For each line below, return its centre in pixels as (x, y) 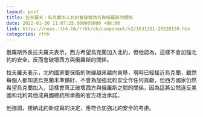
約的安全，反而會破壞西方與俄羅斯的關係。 (59, 60)
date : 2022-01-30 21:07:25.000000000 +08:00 (63, 23)
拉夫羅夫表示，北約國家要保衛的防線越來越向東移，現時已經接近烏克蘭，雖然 (101, 72)
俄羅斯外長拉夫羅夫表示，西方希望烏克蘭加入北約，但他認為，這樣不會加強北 (101, 52)
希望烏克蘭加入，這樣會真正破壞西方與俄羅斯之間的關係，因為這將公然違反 (99, 87)
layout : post (23, 12)
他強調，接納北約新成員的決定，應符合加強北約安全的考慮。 (80, 108)
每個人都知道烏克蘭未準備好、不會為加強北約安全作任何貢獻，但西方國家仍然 (101, 80)
